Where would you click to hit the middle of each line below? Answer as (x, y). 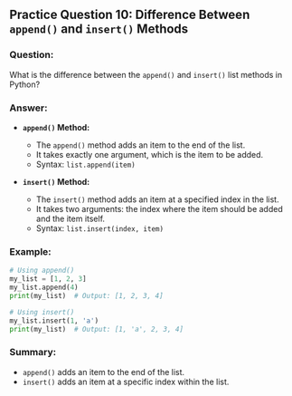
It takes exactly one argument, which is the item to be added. (150, 154)
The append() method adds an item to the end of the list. (141, 145)
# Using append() (42, 271)
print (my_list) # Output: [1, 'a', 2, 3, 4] (96, 329)
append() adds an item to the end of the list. (104, 372)
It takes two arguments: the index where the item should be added (159, 208)
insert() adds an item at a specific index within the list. (126, 382)
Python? (25, 84)
